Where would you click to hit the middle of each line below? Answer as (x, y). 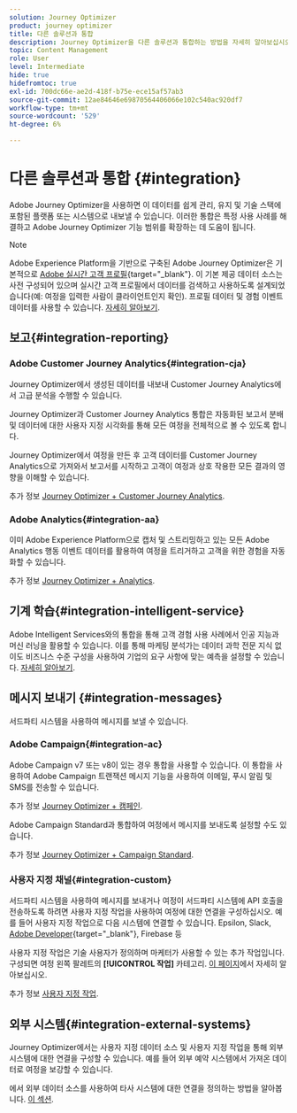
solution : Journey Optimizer (63, 17)
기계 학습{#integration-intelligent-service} (127, 611)
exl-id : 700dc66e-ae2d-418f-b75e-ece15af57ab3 (96, 91)
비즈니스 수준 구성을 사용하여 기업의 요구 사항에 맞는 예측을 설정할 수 (143, 656)
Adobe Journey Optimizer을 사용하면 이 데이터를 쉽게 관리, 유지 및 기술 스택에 (145, 205)
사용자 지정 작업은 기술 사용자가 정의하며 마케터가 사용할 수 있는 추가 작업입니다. (147, 953)
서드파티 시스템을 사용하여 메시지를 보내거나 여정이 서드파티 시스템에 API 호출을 (146, 900)
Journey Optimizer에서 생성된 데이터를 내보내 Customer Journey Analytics (142, 384)
